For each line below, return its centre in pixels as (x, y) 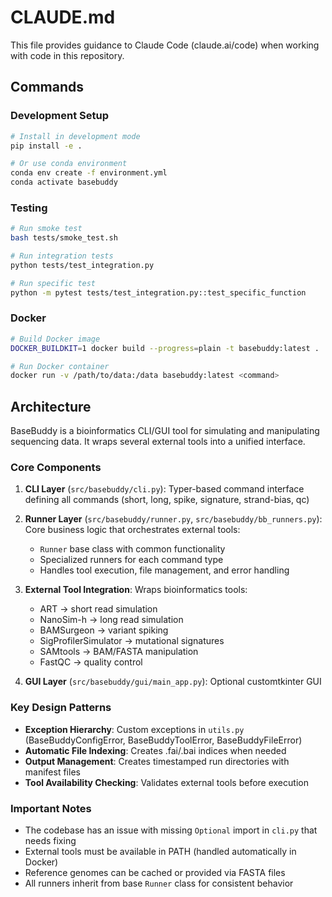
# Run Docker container (60, 366)
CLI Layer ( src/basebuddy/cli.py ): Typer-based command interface (164, 489)
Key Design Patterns (61, 708)
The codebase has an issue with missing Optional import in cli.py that (171, 830)
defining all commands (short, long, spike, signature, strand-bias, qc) (167, 500)
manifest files (52, 772)
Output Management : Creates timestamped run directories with (157, 761)
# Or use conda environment (69, 164)
